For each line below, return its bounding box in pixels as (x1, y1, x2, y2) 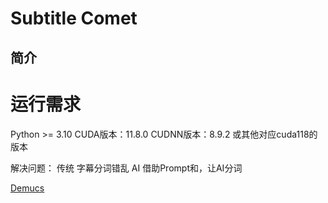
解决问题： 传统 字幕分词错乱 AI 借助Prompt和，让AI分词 (10, 162, 243, 174)
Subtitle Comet (10, 7, 138, 30)
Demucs (10, 182, 45, 194)
